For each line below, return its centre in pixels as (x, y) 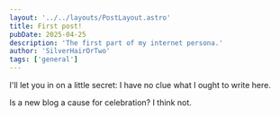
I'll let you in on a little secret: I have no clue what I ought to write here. (140, 85)
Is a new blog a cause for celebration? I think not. (100, 103)
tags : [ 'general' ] (44, 59)
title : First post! (46, 26)
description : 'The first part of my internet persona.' (116, 43)
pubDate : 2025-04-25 (48, 34)
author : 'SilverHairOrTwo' (60, 51)
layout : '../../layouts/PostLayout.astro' (90, 18)
